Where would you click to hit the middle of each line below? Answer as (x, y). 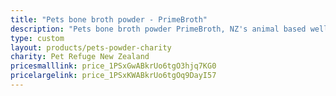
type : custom (37, 38)
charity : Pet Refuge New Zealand (80, 57)
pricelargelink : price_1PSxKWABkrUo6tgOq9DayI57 (113, 76)
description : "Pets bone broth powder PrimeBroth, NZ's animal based (158, 29)
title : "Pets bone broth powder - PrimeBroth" (109, 19)
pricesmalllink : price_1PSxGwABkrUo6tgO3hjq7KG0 (113, 66)
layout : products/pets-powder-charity (91, 47)
